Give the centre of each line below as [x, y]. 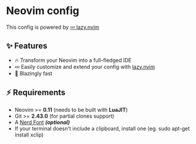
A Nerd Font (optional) [42, 122]
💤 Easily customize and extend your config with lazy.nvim [85, 66]
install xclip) [29, 135]
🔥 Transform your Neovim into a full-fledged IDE [73, 60]
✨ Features [27, 46]
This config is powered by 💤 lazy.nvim [53, 27]
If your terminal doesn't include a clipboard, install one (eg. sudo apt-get [102, 128]
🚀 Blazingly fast [33, 73]
